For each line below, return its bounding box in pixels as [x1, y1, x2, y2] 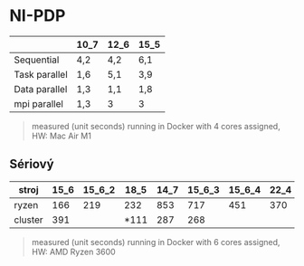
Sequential [14, 53, 60, 66]
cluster [14, 214, 43, 226]
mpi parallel [14, 97, 63, 109]
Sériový [9, 157, 54, 172]
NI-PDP [9, 5, 66, 26]
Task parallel [14, 68, 68, 81]
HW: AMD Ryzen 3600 [31, 246, 116, 257]
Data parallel [14, 82, 68, 95]
